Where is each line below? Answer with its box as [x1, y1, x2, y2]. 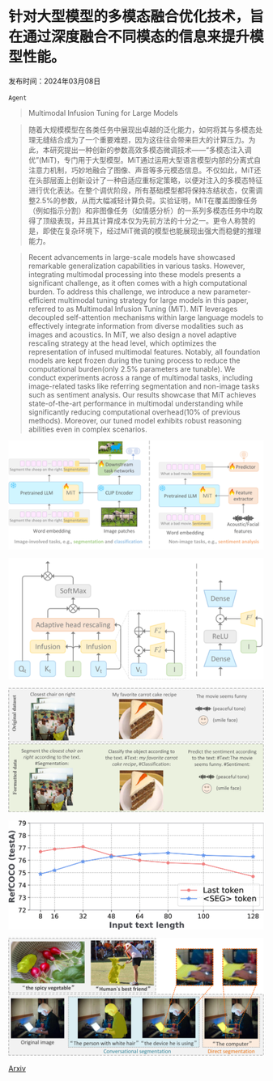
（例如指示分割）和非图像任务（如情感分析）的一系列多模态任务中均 [28, 206, 256, 215]
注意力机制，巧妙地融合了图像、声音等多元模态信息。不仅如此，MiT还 [28, 165, 262, 175]
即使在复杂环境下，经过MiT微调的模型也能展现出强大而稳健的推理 [42, 226, 262, 236]
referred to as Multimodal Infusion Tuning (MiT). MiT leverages [28, 304, 238, 313]
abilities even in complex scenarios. [28, 424, 147, 434]
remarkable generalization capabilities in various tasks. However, [28, 261, 245, 270]
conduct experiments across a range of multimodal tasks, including [28, 372, 254, 382]
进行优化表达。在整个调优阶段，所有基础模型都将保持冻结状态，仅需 [28, 185, 256, 195]
